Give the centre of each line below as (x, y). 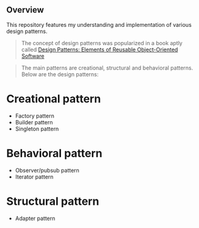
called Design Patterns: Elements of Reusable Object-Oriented (99, 49)
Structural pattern (53, 201)
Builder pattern (34, 122)
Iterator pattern (34, 177)
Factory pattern (35, 116)
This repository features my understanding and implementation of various (99, 24)
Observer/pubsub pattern (47, 170)
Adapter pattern (35, 218)
